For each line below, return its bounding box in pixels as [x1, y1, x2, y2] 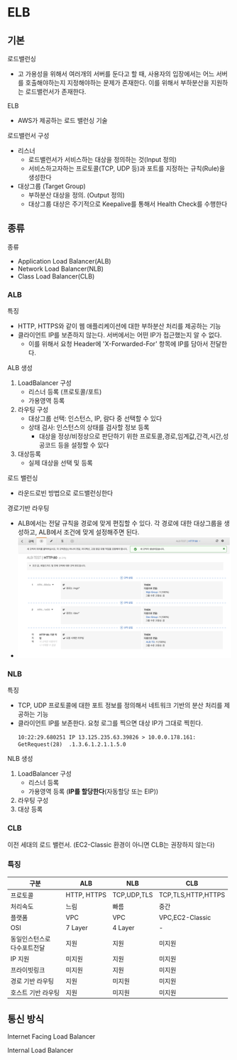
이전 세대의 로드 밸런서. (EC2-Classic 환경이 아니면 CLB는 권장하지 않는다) [7, 840, 215, 849]
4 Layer [112, 924, 135, 932]
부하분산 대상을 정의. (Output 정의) [28, 191, 126, 199]
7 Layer [65, 924, 88, 932]
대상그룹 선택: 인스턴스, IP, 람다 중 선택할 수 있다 [28, 414, 162, 423]
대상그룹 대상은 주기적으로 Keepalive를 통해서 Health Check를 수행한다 [28, 200, 228, 208]
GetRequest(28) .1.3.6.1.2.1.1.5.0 [17, 741, 126, 748]
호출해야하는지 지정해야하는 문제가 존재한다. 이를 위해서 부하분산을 [25, 79, 209, 87]
